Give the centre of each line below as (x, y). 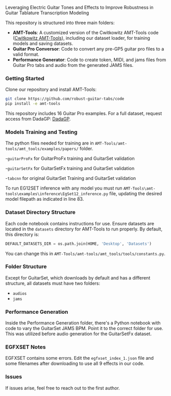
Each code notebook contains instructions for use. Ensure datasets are (80, 223)
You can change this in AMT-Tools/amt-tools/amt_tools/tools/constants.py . (86, 253)
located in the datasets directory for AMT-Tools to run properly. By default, (84, 229)
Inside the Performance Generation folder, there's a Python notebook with (83, 323)
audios (20, 293)
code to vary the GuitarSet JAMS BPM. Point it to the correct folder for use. (84, 329)
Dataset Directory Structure (40, 213)
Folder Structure (26, 267)
